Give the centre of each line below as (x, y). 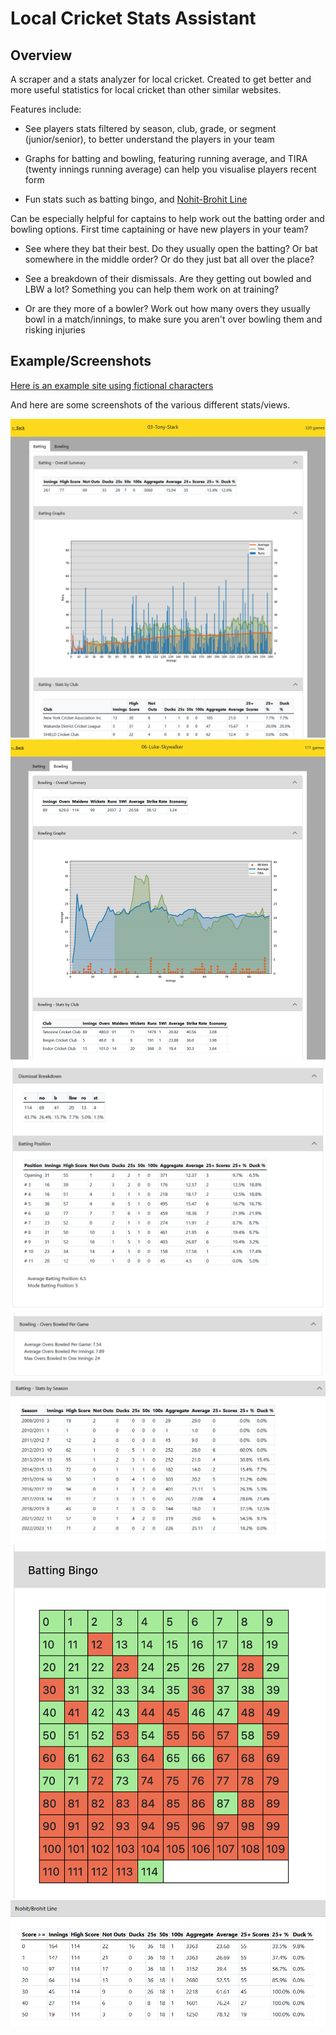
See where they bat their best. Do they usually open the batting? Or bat (171, 248)
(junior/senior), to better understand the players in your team (149, 139)
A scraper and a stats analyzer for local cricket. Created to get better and (161, 79)
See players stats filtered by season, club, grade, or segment (150, 128)
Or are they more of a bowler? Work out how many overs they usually (167, 308)
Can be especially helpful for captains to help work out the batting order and (167, 218)
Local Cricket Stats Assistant (133, 18)
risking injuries (55, 330)
